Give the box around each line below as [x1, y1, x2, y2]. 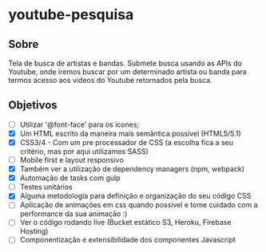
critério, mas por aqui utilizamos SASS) [19, 147, 149, 156]
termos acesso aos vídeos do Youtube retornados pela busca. [8, 76, 213, 85]
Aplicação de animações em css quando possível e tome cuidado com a [19, 200, 258, 210]
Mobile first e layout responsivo [19, 156, 124, 164]
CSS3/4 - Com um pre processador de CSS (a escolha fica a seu [19, 137, 234, 147]
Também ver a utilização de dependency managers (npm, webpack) [19, 164, 245, 174]
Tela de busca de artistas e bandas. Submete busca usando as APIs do [8, 58, 242, 68]
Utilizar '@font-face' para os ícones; [19, 120, 140, 129]
